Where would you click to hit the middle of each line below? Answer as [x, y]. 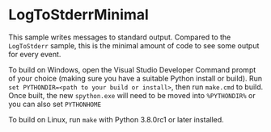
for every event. [35, 54]
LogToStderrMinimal [79, 15]
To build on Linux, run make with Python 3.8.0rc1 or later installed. [116, 119]
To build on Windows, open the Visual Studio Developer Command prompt [132, 69]
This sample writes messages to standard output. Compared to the [120, 37]
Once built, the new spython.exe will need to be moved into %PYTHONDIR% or [132, 95]
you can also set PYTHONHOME [55, 104]
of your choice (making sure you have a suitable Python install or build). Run [135, 78]
